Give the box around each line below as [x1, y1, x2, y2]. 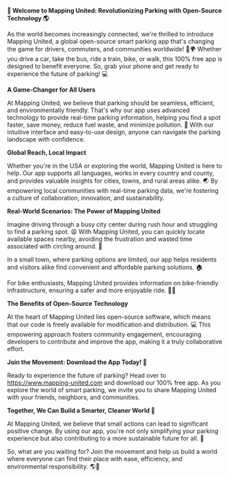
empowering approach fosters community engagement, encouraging [7, 331, 202, 338]
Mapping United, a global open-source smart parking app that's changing [7, 38, 215, 45]
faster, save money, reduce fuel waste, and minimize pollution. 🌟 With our [7, 120, 214, 129]
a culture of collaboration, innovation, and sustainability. [7, 194, 165, 202]
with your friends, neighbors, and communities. [7, 394, 140, 401]
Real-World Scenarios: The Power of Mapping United [7, 207, 161, 215]
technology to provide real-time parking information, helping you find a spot [7, 114, 221, 121]
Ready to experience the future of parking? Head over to [7, 372, 166, 379]
